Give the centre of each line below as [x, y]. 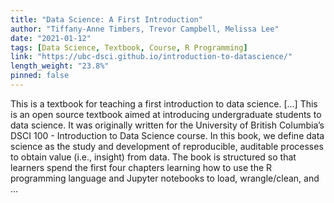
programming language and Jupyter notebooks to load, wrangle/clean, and [165, 178]
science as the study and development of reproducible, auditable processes [167, 146]
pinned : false [40, 76]
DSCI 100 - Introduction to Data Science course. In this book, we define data [167, 135]
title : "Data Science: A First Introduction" [106, 19]
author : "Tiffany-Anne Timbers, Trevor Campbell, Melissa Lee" [145, 29]
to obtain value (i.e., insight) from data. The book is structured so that [153, 157]
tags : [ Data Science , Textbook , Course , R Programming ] [129, 47]
